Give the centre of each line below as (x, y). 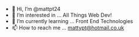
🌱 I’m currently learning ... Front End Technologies (72, 21)
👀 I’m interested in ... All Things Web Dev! (62, 15)
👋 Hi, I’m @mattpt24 (36, 9)
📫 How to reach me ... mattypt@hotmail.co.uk (68, 28)
